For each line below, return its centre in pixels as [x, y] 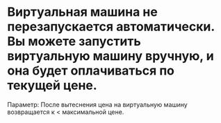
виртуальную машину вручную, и [110, 56]
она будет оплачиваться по [91, 71]
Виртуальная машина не [82, 12]
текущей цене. [52, 85]
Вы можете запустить [74, 41]
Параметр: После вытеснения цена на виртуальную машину [97, 104]
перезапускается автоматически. [111, 27]
